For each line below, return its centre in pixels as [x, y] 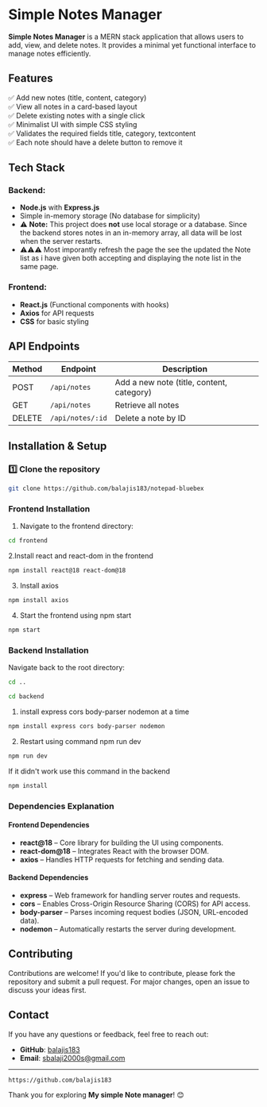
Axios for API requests [57, 313]
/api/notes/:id [79, 418]
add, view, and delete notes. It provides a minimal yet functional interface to [132, 44]
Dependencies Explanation [61, 806]
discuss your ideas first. [48, 989]
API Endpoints [44, 347]
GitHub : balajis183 [50, 1049]
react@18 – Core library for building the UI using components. [122, 843]
